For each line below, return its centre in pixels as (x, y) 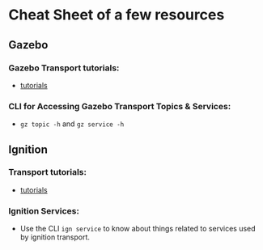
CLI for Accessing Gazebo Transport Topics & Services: (120, 106)
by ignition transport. (55, 237)
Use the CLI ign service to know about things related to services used (138, 229)
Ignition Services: (44, 210)
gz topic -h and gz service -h (72, 124)
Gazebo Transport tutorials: (64, 68)
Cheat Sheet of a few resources (117, 15)
